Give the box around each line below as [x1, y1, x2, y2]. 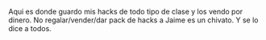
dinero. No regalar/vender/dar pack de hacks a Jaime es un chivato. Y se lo [8, 15, 259, 25]
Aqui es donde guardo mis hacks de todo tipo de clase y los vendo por [8, 7, 243, 16]
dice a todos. [8, 24, 52, 33]
